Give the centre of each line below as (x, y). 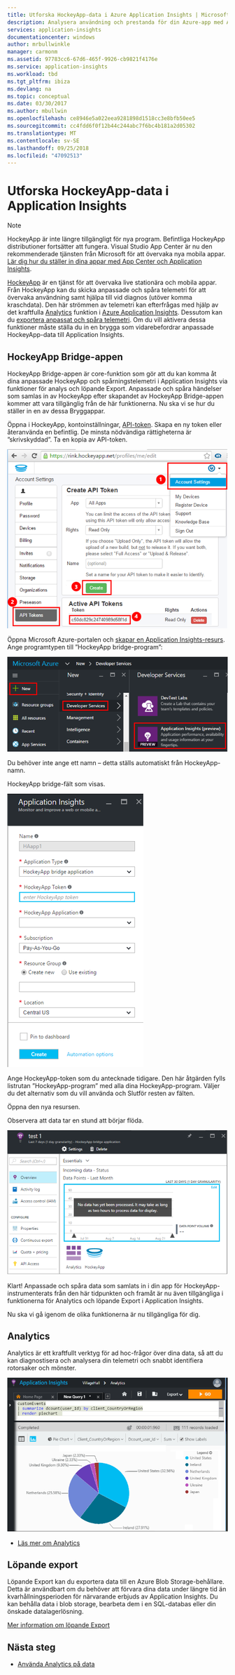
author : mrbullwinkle (39, 45)
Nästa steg (31, 1647)
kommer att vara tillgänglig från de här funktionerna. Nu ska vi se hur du (111, 403)
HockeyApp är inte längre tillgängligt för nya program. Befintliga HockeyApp (116, 239)
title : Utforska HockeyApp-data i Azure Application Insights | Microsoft (119, 15)
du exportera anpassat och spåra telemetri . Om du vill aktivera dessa (107, 320)
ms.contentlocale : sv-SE (43, 140)
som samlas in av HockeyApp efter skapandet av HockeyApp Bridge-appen (115, 396)
